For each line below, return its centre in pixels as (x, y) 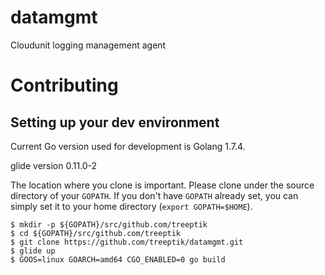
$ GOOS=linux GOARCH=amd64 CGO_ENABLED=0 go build (118, 259)
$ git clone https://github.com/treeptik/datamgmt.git (127, 242)
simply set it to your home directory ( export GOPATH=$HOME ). (131, 206)
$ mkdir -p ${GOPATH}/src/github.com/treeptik (109, 224)
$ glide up (33, 251)
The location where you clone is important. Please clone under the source (162, 185)
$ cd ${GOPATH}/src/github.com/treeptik (96, 233)
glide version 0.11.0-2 (54, 165)
